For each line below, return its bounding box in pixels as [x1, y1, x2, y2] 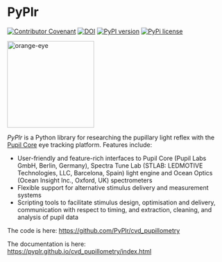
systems [17, 191, 42, 199]
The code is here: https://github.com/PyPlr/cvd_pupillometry [7, 226, 180, 234]
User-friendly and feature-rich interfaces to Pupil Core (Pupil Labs [17, 154, 207, 162]
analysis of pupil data [17, 213, 78, 221]
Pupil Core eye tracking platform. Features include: [7, 140, 153, 149]
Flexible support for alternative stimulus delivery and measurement [17, 183, 210, 191]
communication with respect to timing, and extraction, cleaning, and [17, 205, 212, 213]
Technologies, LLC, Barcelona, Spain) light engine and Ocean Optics [17, 168, 213, 177]
